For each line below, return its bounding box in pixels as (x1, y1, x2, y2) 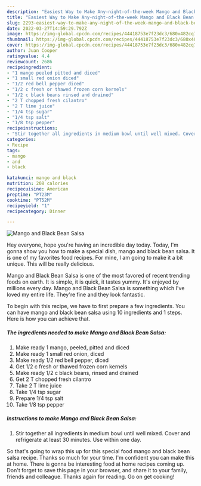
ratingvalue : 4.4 (7, 53, 50, 59)
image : (7, 31, 23, 37)
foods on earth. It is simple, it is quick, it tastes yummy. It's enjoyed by (7, 278, 180, 285)
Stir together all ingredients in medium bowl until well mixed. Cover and (15, 430, 190, 437)
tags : (7, 147, 20, 153)
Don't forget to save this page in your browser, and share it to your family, (7, 467, 188, 474)
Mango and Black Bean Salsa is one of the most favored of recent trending (7, 272, 190, 279)
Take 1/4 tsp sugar (15, 389, 61, 396)
